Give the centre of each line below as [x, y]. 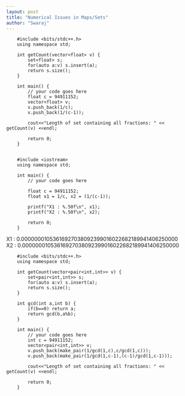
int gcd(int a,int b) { [47, 304]
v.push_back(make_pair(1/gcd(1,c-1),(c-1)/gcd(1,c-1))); [100, 356]
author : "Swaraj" [28, 23]
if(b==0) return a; [52, 309]
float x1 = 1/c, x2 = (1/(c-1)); [69, 197]
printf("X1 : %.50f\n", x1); [64, 207]
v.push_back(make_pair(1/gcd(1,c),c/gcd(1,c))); [90, 351]
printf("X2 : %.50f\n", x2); [64, 212]
